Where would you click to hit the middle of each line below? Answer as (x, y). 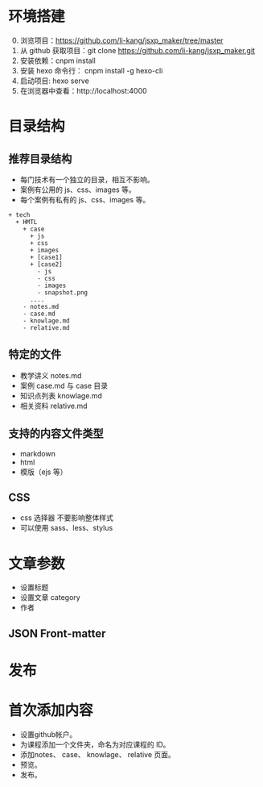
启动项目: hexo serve (55, 81)
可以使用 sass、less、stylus (66, 528)
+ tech (19, 214)
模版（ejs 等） (43, 472)
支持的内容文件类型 (56, 433)
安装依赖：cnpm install (58, 60)
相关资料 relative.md (53, 406)
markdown (38, 453)
